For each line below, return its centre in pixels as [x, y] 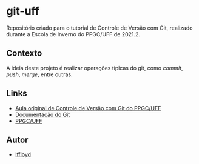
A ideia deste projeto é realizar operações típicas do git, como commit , [95, 68]
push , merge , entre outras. [39, 74]
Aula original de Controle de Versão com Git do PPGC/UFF [88, 108]
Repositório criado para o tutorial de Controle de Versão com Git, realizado [99, 28]
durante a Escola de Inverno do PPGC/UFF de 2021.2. [73, 34]
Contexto [24, 54]
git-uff [23, 11]
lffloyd [23, 154]
